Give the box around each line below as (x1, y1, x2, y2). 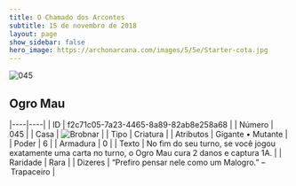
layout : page (9, 29, 58, 38)
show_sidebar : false (9, 37, 86, 47)
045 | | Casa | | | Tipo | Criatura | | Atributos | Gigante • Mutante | (9, 128, 288, 139)
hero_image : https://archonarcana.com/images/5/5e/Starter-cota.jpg (9, 46, 268, 55)
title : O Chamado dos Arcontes (9, 12, 125, 22)
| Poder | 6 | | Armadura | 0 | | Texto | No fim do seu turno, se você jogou (9, 138, 276, 149)
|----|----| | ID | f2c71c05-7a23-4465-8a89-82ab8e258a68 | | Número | (9, 119, 274, 129)
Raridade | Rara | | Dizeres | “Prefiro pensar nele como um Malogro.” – (9, 157, 266, 167)
